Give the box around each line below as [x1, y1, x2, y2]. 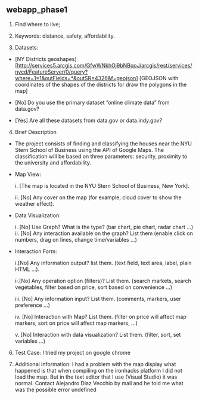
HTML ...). [14, 266, 40, 273]
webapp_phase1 [6, 5, 68, 15]
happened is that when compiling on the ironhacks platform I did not [14, 367, 183, 374]
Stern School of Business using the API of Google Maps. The [14, 146, 164, 153]
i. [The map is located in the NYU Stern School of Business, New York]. [14, 182, 189, 189]
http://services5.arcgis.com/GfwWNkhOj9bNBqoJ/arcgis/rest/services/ [17, 62, 192, 69]
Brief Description [14, 128, 57, 135]
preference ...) [14, 301, 51, 309]
